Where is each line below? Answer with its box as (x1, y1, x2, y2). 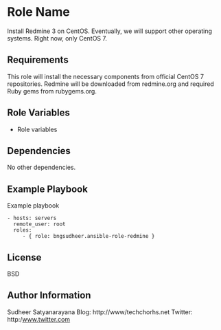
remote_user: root (13, 221, 67, 228)
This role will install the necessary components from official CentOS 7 (7, 72, 205, 80)
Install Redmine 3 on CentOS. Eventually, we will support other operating (7, 27, 213, 35)
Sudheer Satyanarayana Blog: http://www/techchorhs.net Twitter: (7, 307, 194, 316)
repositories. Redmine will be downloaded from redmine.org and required (7, 80, 214, 88)
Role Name (7, 4, 70, 20)
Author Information (7, 289, 91, 301)
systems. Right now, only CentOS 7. (7, 34, 108, 42)
